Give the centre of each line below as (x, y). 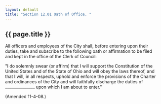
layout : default (22, 10)
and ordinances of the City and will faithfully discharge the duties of (74, 82)
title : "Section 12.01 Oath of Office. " (48, 14)
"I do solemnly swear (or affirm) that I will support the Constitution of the (79, 66)
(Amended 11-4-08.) (26, 97)
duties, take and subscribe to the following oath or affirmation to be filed (79, 51)
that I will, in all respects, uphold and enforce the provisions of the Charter (80, 76)
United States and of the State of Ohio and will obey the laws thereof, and (80, 71)
